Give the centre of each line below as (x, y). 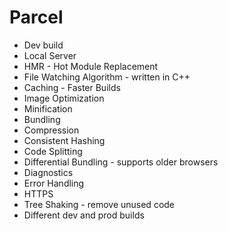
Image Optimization (64, 98)
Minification (48, 108)
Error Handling (54, 183)
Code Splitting (53, 151)
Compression (51, 130)
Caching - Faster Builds (72, 87)
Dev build (43, 45)
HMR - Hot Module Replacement (91, 66)
